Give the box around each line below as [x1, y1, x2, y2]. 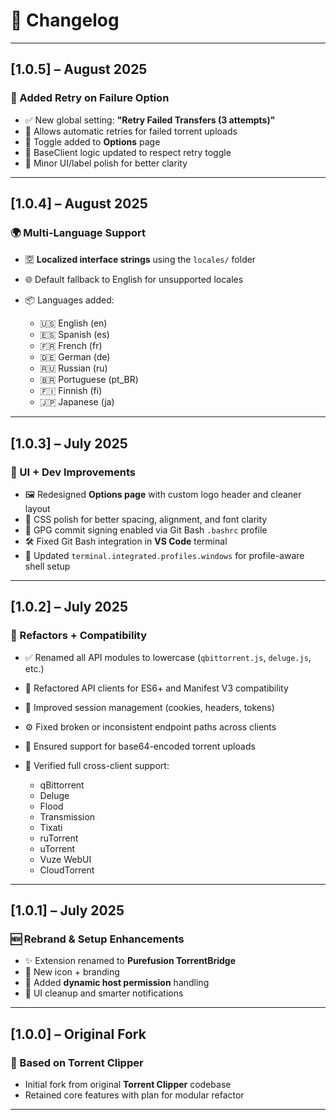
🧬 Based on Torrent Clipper [10, 1055, 144, 1069]
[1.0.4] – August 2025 [10, 195, 148, 213]
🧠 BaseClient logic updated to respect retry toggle [24, 146, 232, 158]
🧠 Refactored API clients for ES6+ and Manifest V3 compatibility [24, 682, 289, 694]
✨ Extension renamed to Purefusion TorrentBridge [24, 955, 236, 967]
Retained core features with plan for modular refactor [24, 1089, 245, 1101]
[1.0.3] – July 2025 [10, 435, 128, 452]
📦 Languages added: [24, 294, 115, 306]
